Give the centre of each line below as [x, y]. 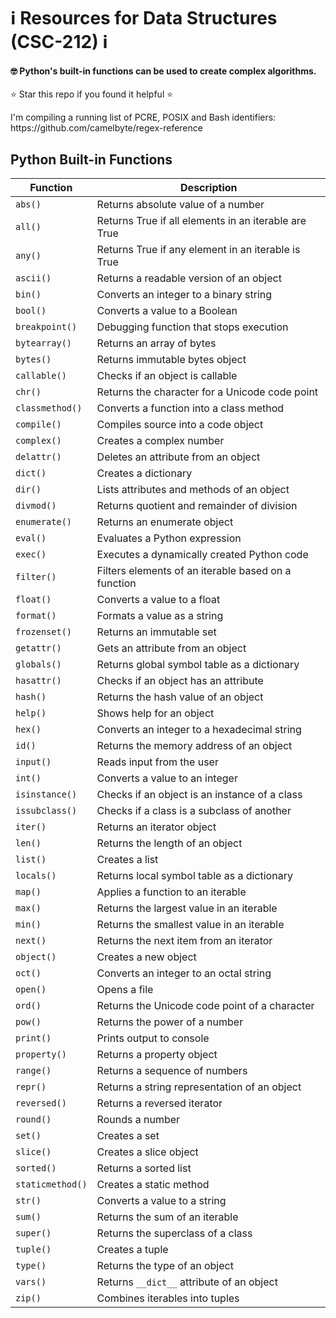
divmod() [36, 506]
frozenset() [44, 632]
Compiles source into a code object [180, 425]
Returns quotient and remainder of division [197, 506]
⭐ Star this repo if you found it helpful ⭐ [92, 94]
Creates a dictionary [144, 473]
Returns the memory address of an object [194, 746]
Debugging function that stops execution [192, 327]
